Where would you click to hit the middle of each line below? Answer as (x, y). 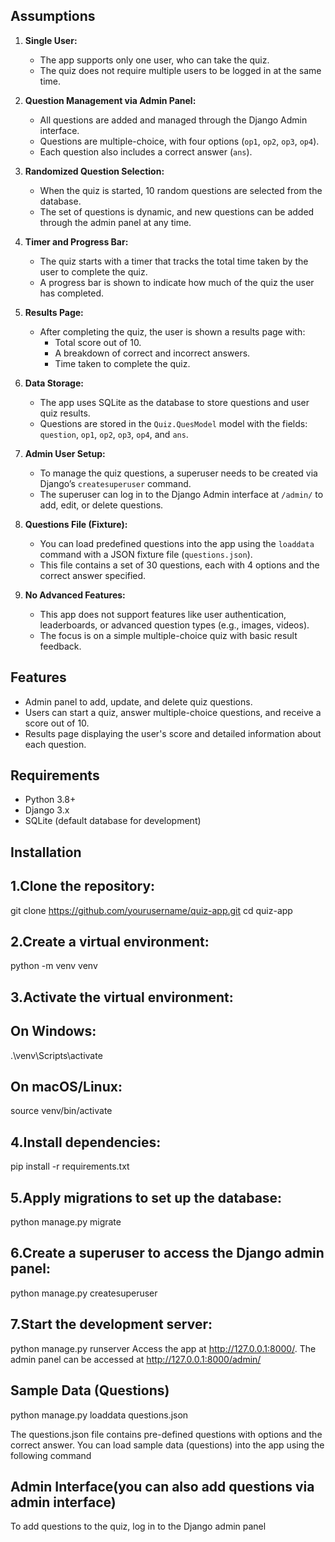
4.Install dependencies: (86, 1142)
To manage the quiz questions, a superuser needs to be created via (178, 473)
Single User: (51, 40)
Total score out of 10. (98, 342)
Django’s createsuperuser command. (115, 483)
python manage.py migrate (66, 1222)
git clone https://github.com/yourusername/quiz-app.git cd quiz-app (151, 910)
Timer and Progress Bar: (76, 241)
